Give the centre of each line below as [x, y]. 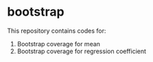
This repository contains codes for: [57, 31]
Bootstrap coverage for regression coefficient [81, 51]
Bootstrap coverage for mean [59, 44]
